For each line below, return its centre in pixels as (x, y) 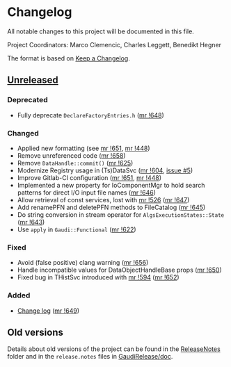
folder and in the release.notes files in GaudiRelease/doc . (90, 357)
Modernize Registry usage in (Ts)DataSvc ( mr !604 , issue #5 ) (105, 170)
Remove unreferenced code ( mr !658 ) (72, 155)
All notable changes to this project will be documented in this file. (101, 31)
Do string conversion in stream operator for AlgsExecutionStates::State (121, 214)
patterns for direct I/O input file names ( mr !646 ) (87, 193)
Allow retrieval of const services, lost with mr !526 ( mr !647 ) (103, 199)
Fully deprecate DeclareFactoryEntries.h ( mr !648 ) (91, 115)
